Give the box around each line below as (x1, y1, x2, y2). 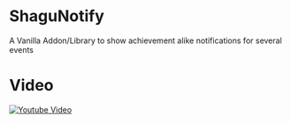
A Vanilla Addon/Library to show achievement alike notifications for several (9, 35, 283, 46)
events (9, 44, 34, 54)
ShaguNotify (9, 6, 104, 26)
